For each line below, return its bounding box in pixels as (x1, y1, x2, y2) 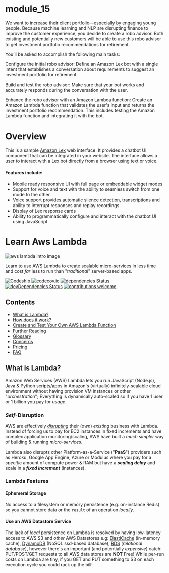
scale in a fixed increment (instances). (5, 465, 86, 471)
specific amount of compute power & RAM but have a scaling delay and (5, 459, 155, 466)
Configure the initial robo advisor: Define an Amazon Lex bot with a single (5, 61, 158, 67)
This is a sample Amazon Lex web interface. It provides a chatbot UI (5, 147, 147, 153)
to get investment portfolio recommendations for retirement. (5, 41, 130, 47)
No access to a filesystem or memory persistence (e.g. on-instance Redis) (5, 502, 160, 508)
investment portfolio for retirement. (5, 71, 78, 77)
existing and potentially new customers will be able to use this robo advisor (5, 36, 161, 42)
